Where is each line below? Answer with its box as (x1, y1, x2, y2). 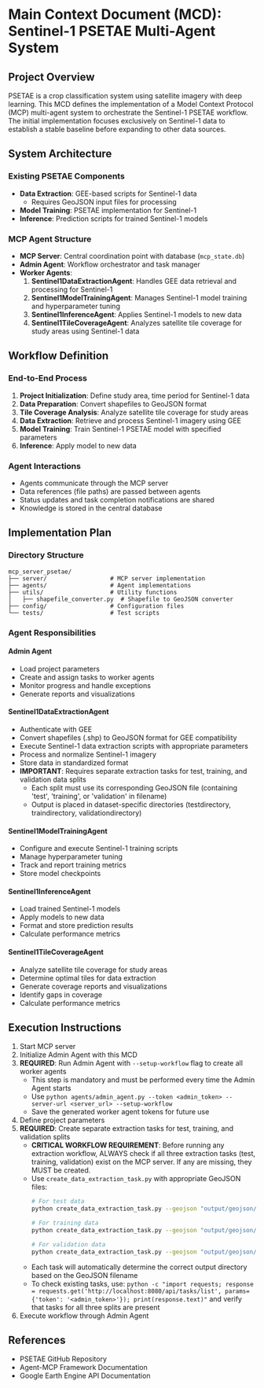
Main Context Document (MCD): (8, 6, 222, 24)
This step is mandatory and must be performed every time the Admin (31, 1075, 255, 1084)
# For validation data (31, 1240, 106, 1248)
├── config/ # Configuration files (8, 602, 185, 610)
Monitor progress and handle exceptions (19, 680, 152, 690)
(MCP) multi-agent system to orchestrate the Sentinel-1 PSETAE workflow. (8, 108, 249, 117)
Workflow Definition (8, 349, 109, 363)
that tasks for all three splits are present (31, 1302, 160, 1312)
